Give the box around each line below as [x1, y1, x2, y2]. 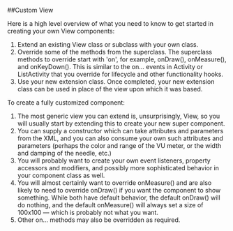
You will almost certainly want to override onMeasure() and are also [17, 179, 212, 187]
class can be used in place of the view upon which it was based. [17, 85, 203, 93]
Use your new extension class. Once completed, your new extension [17, 77, 215, 86]
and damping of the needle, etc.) [17, 149, 112, 157]
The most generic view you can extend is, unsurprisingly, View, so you [17, 112, 220, 120]
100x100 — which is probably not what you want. [17, 209, 159, 216]
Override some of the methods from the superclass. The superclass [17, 48, 213, 56]
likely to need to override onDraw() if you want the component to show [17, 186, 221, 194]
